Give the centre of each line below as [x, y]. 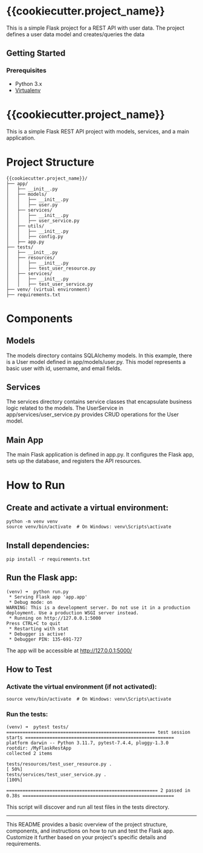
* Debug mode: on [31, 602]
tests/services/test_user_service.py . [56, 774]
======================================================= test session [98, 732]
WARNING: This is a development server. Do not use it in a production [98, 608]
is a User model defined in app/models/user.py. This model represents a [96, 362]
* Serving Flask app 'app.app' [48, 597]
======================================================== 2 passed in [98, 790]
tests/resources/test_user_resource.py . [59, 764]
